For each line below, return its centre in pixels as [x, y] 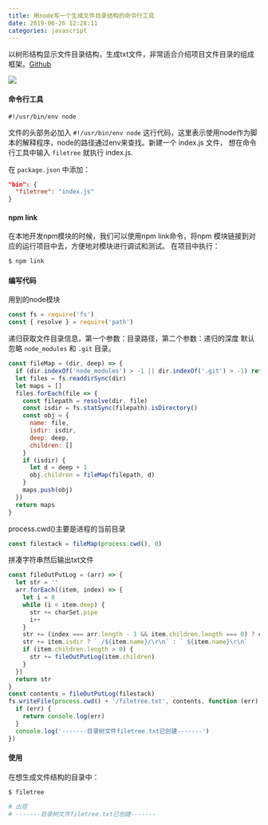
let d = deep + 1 [58, 468]
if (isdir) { [44, 460]
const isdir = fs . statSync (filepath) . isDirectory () [110, 409]
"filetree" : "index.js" [55, 192]
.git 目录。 [97, 349]
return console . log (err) [64, 716]
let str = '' [37, 583]
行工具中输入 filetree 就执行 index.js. [71, 152]
